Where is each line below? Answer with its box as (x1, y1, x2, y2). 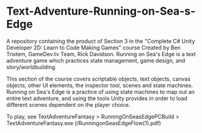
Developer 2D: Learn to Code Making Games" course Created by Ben (6, 44, 181, 51)
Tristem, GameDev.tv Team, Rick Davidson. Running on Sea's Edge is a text (6, 50, 197, 57)
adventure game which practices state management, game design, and (6, 57, 186, 64)
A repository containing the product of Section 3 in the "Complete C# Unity (6, 37, 195, 45)
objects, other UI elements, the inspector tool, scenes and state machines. (6, 81, 193, 89)
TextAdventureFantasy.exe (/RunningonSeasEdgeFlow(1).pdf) (6, 119, 161, 126)
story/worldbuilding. (6, 63, 57, 71)
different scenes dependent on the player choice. (6, 101, 131, 108)
